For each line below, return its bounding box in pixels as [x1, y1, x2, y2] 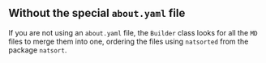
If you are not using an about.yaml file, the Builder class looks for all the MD [8, 27, 258, 37]
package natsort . [8, 44, 67, 55]
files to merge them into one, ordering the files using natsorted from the [8, 36, 249, 46]
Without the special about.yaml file [8, 6, 186, 20]
